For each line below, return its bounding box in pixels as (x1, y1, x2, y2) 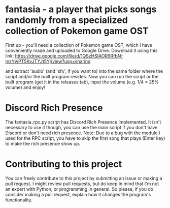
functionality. (5, 197, 33, 203)
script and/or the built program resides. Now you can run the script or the (5, 73, 159, 79)
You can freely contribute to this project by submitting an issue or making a (5, 175, 162, 181)
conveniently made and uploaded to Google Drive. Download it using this (5, 47, 158, 53)
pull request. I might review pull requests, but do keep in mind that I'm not (5, 181, 159, 187)
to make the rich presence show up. (5, 140, 81, 146)
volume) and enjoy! (5, 84, 46, 90)
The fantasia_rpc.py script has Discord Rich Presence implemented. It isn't (5, 118, 161, 125)
